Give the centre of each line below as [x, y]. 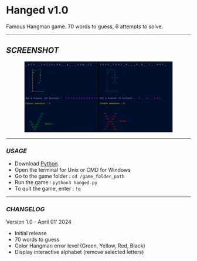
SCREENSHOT [33, 50]
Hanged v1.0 [37, 10]
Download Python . [37, 163]
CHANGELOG [26, 209]
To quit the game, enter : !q [47, 188]
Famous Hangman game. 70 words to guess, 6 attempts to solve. [84, 26]
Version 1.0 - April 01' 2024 [39, 222]
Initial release [30, 233]
